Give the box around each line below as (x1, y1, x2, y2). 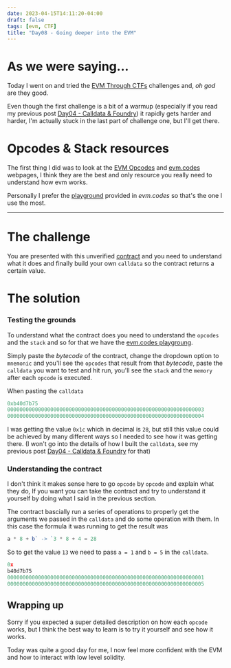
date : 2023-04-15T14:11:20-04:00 (7, 10, 103, 17)
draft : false (7, 16, 45, 23)
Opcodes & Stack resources (7, 141, 170, 157)
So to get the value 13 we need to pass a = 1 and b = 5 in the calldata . (7, 548, 209, 557)
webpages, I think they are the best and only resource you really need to (7, 171, 212, 179)
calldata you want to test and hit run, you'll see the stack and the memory (7, 366, 213, 375)
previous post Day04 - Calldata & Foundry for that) (7, 447, 151, 456)
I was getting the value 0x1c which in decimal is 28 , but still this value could (7, 425, 219, 434)
